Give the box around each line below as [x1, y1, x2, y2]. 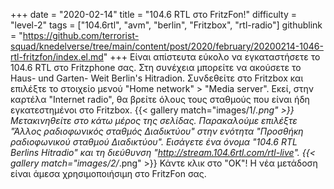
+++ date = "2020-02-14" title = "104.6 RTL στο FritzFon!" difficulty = [10, 9, 298, 20]
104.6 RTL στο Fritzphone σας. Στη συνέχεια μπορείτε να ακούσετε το [10, 62, 302, 73]
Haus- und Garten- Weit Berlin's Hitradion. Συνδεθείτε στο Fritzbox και [10, 72, 304, 84]
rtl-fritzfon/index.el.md [10, 51, 104, 63]
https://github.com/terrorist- [22, 30, 140, 41]
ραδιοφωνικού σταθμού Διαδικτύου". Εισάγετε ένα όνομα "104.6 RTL [10, 136, 298, 148]
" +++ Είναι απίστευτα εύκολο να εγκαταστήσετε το [103, 51, 321, 63]
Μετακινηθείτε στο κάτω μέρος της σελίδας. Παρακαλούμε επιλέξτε [10, 115, 298, 126]
